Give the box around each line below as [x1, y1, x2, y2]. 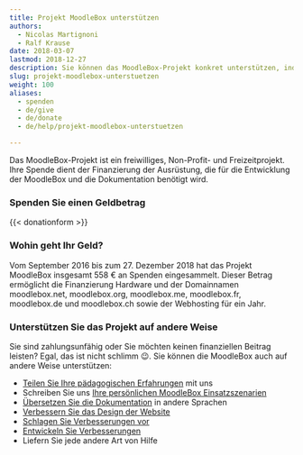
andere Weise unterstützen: [9, 359, 113, 370]
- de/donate [17, 114, 63, 123]
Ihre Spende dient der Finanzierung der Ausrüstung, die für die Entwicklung [9, 164, 290, 175]
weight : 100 [9, 80, 54, 89]
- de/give [17, 105, 54, 114]
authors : [9, 22, 42, 31]
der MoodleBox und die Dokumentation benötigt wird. [9, 174, 209, 185]
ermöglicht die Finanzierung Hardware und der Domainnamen [9, 278, 239, 289]
